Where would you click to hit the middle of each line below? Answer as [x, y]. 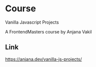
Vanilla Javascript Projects [32, 22]
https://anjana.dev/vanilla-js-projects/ [44, 59]
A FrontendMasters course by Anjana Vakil [48, 32]
